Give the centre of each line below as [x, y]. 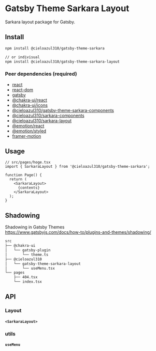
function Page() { [23, 175]
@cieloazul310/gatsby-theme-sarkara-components [63, 110]
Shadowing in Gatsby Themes [35, 227]
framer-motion [26, 136]
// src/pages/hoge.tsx [28, 162]
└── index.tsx [28, 282]
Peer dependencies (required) [41, 74]
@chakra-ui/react [29, 100]
